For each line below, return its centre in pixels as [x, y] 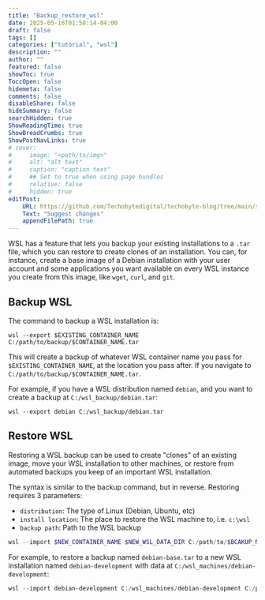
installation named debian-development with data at [91, 565]
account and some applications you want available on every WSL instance [129, 268]
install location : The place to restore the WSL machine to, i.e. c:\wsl [135, 519]
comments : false [35, 96]
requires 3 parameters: [45, 495]
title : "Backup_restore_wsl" [56, 15]
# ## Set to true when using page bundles [86, 177]
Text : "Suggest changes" [63, 214]
